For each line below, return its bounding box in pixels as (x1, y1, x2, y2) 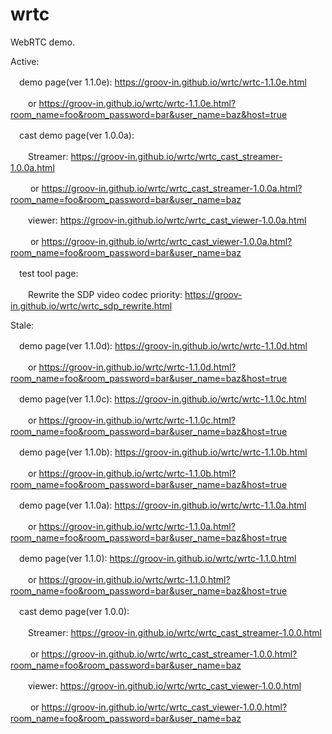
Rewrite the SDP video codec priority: (27, 288, 183, 300)
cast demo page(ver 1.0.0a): (18, 129, 135, 141)
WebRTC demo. (10, 36, 76, 48)
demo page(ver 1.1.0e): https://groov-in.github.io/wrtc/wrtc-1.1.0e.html (18, 76, 307, 88)
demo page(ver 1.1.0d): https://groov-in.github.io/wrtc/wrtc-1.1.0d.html (18, 339, 308, 352)
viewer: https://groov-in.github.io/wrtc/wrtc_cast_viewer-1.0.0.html (27, 679, 302, 692)
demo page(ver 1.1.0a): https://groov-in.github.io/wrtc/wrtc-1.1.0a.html (18, 499, 307, 511)
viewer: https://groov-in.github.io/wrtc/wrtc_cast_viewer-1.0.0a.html (27, 214, 307, 226)
